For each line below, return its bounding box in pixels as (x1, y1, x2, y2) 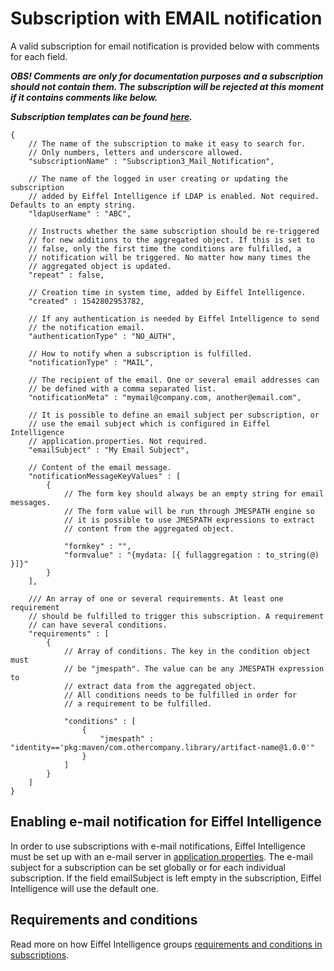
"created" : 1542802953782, (28, 296, 145, 306)
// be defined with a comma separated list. (28, 383, 217, 394)
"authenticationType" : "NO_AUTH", (28, 331, 177, 341)
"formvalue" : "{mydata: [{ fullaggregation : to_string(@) (63, 550, 320, 560)
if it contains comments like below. (10, 91, 158, 103)
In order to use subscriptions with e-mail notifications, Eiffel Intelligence (10, 840, 306, 852)
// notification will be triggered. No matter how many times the (28, 252, 311, 262)
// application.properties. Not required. (28, 436, 208, 446)
